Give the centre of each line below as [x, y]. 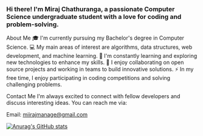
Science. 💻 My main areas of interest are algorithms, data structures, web [99, 47]
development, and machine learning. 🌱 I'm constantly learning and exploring [102, 56]
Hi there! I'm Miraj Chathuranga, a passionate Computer [91, 9]
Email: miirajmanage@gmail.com [47, 115]
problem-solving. [33, 24]
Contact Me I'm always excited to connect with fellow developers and [93, 96]
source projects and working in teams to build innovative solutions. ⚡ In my [100, 70]
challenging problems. [34, 85]
